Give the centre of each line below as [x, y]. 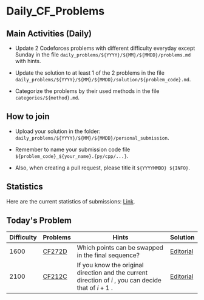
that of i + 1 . [95, 288]
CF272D [55, 251]
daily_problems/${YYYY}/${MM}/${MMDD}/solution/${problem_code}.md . [103, 79]
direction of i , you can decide [119, 281]
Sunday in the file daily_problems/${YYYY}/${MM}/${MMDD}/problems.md [103, 55]
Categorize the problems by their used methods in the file [87, 91]
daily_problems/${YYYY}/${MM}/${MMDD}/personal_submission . [92, 137]
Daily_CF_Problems [56, 11]
